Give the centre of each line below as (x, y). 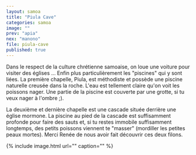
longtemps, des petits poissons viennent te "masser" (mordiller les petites (96, 128)
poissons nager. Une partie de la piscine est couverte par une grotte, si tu (95, 91)
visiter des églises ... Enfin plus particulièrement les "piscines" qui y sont (94, 73)
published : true (26, 50)
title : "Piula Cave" (31, 17)
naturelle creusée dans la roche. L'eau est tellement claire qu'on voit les (93, 85)
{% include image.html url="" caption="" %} (60, 146)
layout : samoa (24, 11)
